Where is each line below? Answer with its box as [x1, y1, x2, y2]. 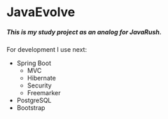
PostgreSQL [16, 96, 52, 105]
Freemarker [27, 89, 61, 97]
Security [27, 81, 52, 90]
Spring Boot [16, 59, 52, 67]
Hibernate [27, 74, 57, 83]
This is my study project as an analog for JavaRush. [6, 27, 162, 36]
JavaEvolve [6, 4, 76, 20]
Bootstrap [16, 104, 45, 112]
